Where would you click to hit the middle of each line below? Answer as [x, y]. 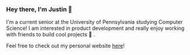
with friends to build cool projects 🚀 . [51, 35]
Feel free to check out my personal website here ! [65, 46]
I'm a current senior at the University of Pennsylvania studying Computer [94, 22]
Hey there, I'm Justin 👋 [39, 9]
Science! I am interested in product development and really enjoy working [95, 28]
